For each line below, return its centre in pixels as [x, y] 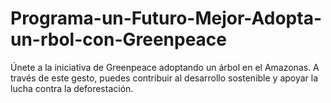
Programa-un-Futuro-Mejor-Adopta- [166, 18]
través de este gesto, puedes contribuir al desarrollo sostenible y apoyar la [164, 78]
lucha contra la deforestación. [72, 88]
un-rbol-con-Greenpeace [119, 39]
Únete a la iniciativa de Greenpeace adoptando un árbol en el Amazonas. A [165, 67]
